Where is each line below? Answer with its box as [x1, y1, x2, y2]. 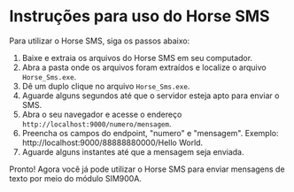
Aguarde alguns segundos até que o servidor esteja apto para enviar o [21, 90, 280, 101]
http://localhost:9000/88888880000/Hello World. [21, 137, 204, 148]
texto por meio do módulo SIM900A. [9, 173, 142, 183]
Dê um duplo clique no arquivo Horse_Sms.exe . [21, 81, 190, 91]
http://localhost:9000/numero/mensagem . [21, 118, 172, 129]
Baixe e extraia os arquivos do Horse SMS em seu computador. [21, 52, 253, 63]
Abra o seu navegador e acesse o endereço [21, 109, 182, 119]
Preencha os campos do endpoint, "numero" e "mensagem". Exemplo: [21, 127, 279, 138]
